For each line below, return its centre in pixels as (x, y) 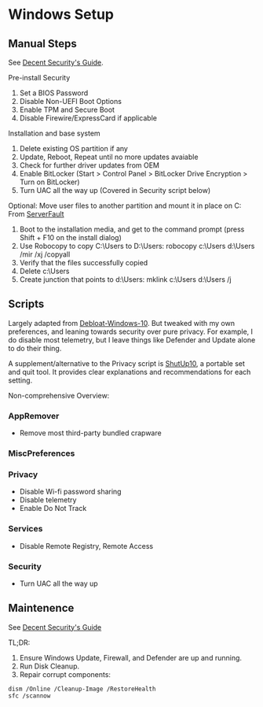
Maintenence (41, 608)
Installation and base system (54, 133)
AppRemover (34, 416)
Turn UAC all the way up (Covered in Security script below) (115, 190)
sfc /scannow (29, 696)
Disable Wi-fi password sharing (70, 492)
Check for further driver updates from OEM (89, 165)
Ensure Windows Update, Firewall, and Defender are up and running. (130, 657)
